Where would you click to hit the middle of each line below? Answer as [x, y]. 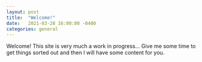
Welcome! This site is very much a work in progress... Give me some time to [101, 46]
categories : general [32, 29]
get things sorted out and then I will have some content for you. [86, 53]
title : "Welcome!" [31, 18]
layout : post [23, 12]
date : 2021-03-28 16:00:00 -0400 [51, 23]
